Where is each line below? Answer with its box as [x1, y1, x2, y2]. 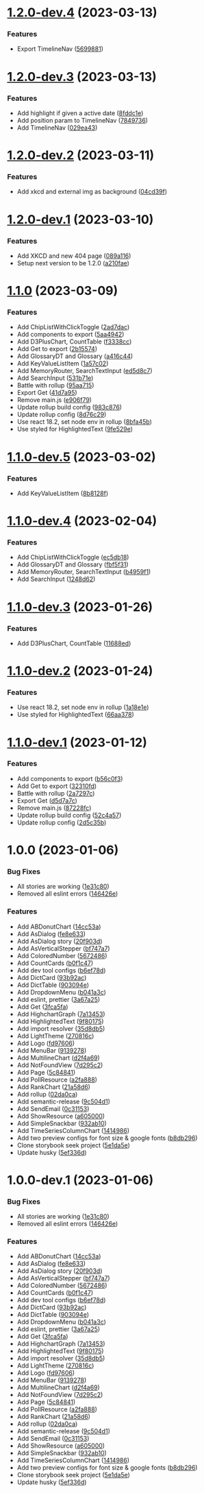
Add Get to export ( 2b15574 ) [16, 345, 98, 353]
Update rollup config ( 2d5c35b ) [16, 818, 107, 826]
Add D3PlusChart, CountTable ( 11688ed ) [16, 639, 131, 647]
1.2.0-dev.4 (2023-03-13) [7, 5, 157, 21]
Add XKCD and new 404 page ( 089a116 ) [16, 252, 131, 260]
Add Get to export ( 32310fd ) [16, 782, 97, 790]
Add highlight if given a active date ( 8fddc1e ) [16, 108, 144, 117]
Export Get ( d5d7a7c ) [16, 796, 77, 804]
